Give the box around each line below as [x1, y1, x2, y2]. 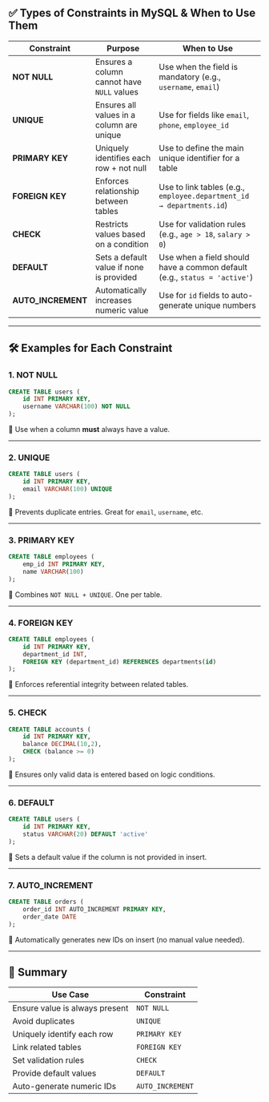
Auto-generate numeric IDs [12, 1081, 117, 1092]
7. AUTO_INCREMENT [8, 879, 94, 890]
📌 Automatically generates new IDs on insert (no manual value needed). [8, 934, 245, 944]
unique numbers [195, 300, 256, 311]
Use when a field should [159, 252, 250, 263]
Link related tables [12, 1042, 82, 1053]
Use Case [51, 989, 90, 1000]
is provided [94, 272, 138, 283]
